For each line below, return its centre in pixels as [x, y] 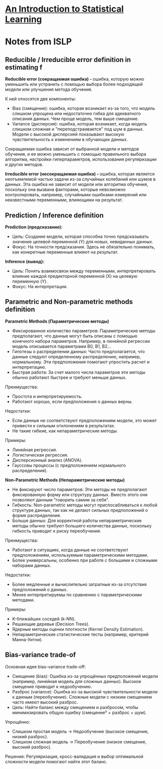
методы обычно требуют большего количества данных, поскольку [82, 525]
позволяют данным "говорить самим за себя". [61, 499]
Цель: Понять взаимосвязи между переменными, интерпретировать [84, 271]
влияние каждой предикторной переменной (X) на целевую [75, 276]
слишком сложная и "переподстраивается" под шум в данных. [78, 129]
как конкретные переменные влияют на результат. [65, 252]
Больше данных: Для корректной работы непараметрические [77, 520]
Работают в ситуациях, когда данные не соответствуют [70, 550]
